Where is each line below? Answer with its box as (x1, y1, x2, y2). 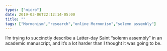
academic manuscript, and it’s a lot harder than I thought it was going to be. (5, 40, 162, 46)
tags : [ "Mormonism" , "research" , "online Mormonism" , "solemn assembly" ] (5, 21, 156, 26)
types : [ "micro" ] (5, 7, 42, 12)
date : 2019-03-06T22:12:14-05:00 (5, 12, 75, 17)
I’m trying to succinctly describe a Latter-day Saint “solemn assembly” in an (5, 35, 162, 41)
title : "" (5, 16, 26, 21)
